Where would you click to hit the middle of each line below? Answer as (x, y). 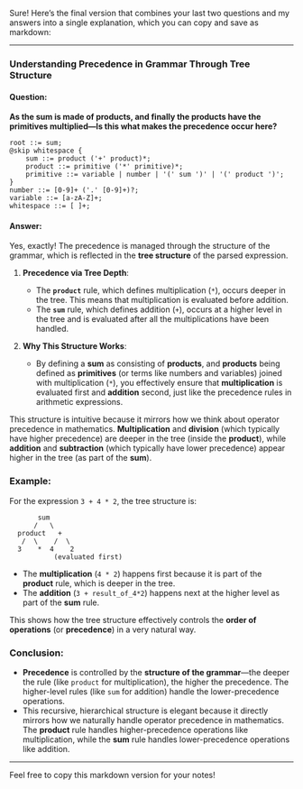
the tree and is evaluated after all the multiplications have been (152, 319)
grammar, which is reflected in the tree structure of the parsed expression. (149, 255)
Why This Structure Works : (74, 346)
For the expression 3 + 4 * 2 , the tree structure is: (103, 500)
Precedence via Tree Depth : (75, 273)
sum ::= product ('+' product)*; (88, 159)
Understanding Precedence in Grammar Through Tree (130, 64)
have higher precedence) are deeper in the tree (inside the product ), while (148, 439)
